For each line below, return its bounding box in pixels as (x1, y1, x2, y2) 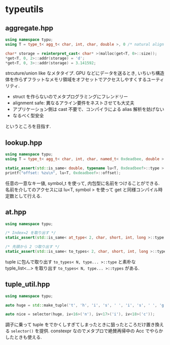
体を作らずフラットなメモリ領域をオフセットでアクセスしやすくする (5, 76, 147, 83)
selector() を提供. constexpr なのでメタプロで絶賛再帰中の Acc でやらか (11, 328, 163, 334)
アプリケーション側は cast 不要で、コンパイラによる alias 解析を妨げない (12, 106, 164, 112)
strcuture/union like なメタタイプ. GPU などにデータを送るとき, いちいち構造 (5, 70, 164, 76)
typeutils (5, 4, 44, 15)
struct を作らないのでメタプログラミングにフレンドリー (12, 94, 128, 100)
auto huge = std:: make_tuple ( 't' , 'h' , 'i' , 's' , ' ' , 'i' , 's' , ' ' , (5, 302, 157, 308)
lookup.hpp (5, 138, 42, 147)
